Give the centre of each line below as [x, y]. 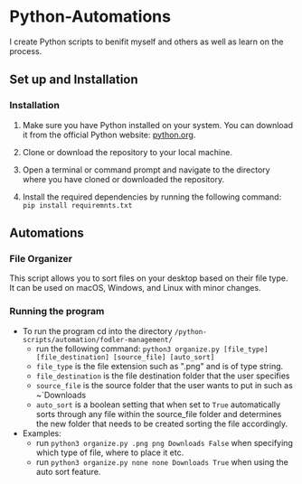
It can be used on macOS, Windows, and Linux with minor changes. [135, 288]
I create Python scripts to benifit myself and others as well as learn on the [146, 42]
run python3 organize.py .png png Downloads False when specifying [165, 442]
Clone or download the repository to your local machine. [127, 152]
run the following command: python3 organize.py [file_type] [152, 349]
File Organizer [41, 258]
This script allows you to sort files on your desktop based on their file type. [149, 278]
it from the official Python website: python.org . [109, 135]
